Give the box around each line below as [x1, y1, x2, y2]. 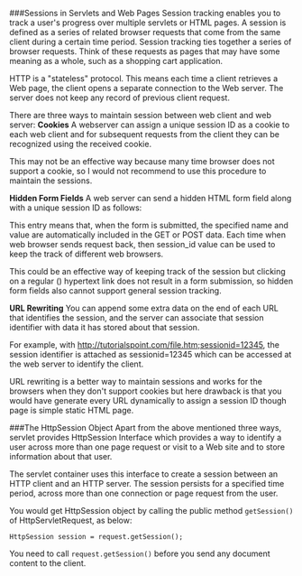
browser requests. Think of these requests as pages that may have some [9, 46, 281, 57]
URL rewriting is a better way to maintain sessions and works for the [9, 376, 263, 386]
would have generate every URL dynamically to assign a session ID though [9, 395, 287, 405]
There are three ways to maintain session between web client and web [9, 110, 272, 120]
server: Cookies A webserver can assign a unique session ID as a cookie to [9, 119, 290, 130]
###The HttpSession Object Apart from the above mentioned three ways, [9, 423, 282, 432]
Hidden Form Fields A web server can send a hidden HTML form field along [9, 193, 292, 203]
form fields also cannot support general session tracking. [9, 285, 223, 296]
